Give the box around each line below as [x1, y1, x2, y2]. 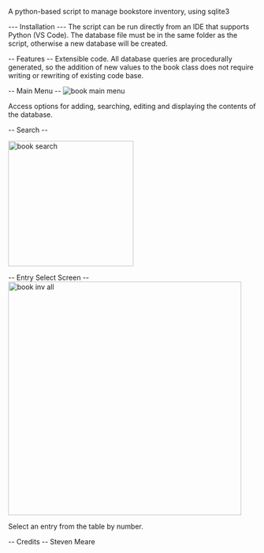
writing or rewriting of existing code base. [8, 71, 144, 80]
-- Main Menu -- [8, 86, 61, 96]
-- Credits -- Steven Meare [8, 537, 96, 546]
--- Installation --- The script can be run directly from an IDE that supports [8, 22, 250, 31]
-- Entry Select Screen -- [8, 273, 90, 282]
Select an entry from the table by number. [8, 521, 144, 531]
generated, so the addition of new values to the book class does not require [8, 62, 254, 72]
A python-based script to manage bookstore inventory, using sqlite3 [8, 7, 230, 16]
